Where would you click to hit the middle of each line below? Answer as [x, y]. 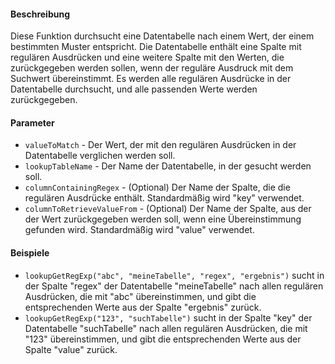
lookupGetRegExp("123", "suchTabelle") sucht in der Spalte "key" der [168, 317]
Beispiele [30, 253]
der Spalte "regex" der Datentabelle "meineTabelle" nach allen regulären [174, 286]
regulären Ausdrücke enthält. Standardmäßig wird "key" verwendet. [164, 198]
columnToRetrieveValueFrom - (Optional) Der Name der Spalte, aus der [168, 209]
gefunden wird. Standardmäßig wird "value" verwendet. [139, 230]
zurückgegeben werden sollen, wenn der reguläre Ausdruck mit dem [152, 68]
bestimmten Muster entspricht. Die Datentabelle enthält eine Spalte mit [156, 47]
